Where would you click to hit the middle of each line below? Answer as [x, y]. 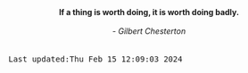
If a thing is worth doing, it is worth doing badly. [149, 12]
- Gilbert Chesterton [149, 31]
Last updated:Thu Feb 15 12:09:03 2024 [95, 59]
